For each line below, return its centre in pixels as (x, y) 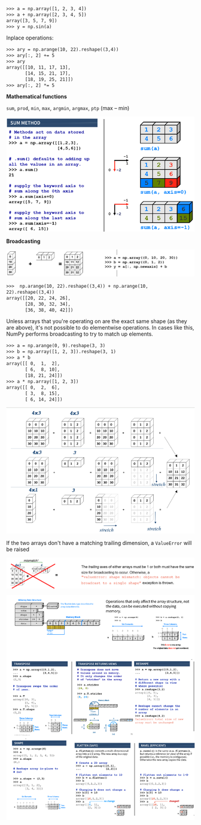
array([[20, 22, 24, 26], (38, 298)
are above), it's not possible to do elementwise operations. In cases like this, (100, 327)
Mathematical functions (37, 96)
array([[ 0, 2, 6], (33, 387)
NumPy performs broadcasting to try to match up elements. (80, 334)
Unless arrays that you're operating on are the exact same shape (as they (97, 321)
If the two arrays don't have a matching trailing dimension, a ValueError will (99, 543)
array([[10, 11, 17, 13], (38, 68)
